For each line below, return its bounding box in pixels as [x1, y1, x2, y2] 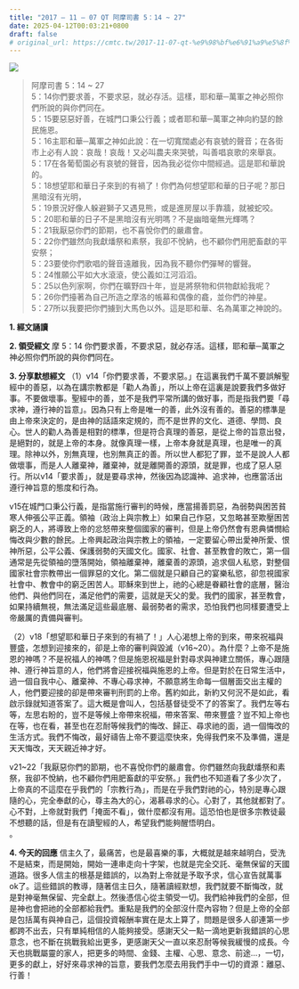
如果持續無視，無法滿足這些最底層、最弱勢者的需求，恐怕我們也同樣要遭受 [9, 601, 282, 612]
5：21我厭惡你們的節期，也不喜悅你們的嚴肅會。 [30, 225, 208, 236]
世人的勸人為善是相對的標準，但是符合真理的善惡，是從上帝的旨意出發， [24, 427, 290, 437]
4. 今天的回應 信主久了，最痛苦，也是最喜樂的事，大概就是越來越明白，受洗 [9, 847, 287, 858]
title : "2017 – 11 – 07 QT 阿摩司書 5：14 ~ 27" [9, 12, 187, 22]
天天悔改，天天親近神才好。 [9, 743, 111, 754]
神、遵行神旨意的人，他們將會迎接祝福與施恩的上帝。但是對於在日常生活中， [9, 665, 290, 675]
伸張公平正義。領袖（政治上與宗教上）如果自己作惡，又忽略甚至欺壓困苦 [24, 512, 290, 523]
